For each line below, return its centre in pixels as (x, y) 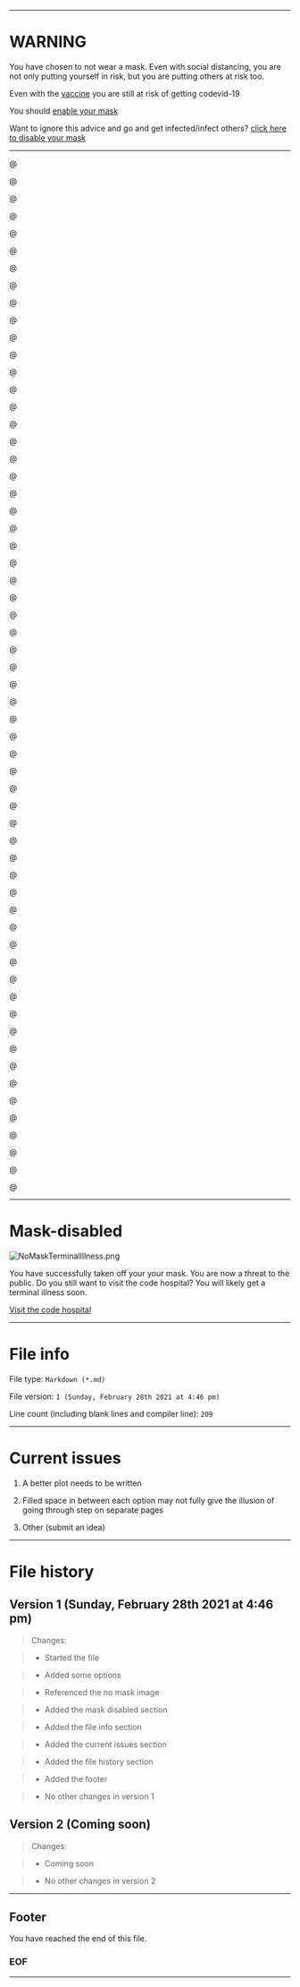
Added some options (83, 1675)
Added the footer (76, 1778)
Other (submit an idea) (63, 1527)
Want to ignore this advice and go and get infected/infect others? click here (148, 128)
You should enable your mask (64, 111)
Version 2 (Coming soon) (80, 1825)
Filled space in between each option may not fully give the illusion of (148, 1500)
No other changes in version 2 (100, 1880)
